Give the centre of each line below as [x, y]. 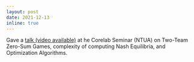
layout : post [23, 12]
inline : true [23, 23]
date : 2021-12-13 [28, 17]
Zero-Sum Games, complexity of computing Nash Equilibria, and [86, 46]
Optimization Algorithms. [37, 53]
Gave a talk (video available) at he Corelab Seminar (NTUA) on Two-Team [97, 40]
